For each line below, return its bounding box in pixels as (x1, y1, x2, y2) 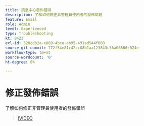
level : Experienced (5, 26, 46, 31)
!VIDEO (17, 115, 33, 121)
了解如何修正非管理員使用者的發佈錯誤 (5, 105, 85, 111)
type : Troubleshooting (5, 31, 53, 36)
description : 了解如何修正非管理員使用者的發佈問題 (5, 12, 103, 17)
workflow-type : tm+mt (5, 50, 51, 55)
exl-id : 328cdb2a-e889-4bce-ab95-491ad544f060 (5, 41, 105, 46)
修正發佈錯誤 (5, 87, 59, 99)
